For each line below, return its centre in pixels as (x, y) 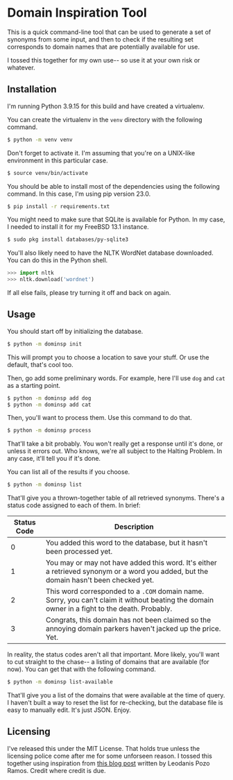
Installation (32, 89)
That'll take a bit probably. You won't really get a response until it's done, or (115, 444)
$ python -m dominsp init (44, 344)
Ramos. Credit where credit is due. (57, 770)
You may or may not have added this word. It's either (131, 563)
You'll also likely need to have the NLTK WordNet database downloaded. (110, 253)
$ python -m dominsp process (49, 431)
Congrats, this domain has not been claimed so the (128, 620)
